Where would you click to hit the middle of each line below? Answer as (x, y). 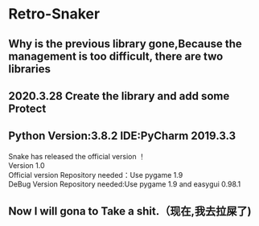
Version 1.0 (27, 165)
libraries (29, 69)
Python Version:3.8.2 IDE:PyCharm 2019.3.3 (122, 136)
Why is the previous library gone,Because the (125, 44)
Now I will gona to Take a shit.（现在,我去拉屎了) (130, 211)
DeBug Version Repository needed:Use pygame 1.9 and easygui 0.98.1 (125, 184)
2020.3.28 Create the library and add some (119, 96)
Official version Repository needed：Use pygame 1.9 (96, 175)
